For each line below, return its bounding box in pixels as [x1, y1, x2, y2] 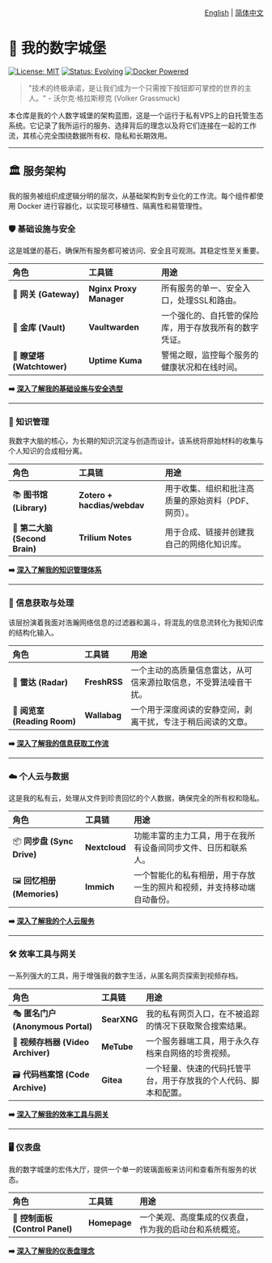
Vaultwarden [88, 321, 139, 333]
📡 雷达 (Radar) [12, 676, 69, 687]
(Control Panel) [12, 1223, 73, 1234]
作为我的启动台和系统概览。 [139, 1223, 245, 1235]
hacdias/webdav [79, 500, 145, 511]
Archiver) [12, 1048, 50, 1059]
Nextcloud [84, 841, 126, 853]
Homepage [88, 1217, 132, 1228]
